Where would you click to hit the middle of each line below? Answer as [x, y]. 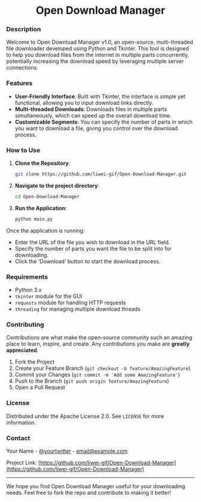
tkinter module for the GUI [48, 296]
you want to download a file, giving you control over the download [96, 128]
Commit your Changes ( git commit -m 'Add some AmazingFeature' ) [98, 375]
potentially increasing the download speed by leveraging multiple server [95, 61]
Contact [18, 438]
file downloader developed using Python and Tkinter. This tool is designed [98, 49]
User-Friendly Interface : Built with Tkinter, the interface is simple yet [100, 96]
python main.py [34, 219]
